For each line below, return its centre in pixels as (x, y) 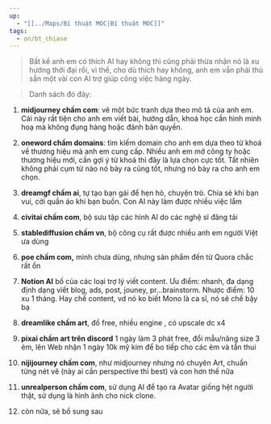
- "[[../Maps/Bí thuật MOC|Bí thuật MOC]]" (90, 23)
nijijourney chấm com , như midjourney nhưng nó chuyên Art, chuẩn (134, 363)
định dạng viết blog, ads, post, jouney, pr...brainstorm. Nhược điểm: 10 (138, 290)
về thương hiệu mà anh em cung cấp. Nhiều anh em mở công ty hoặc (135, 151)
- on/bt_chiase (42, 38)
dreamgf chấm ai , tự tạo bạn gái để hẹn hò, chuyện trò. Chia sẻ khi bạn (140, 193)
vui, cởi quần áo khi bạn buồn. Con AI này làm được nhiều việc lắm (131, 201)
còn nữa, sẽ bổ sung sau (62, 411)
